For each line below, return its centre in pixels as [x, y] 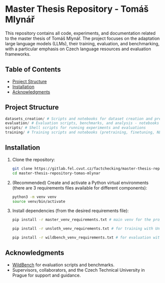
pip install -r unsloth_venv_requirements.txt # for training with [82, 229]
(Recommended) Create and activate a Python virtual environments [80, 183]
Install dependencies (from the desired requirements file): [70, 211]
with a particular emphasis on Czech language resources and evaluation [78, 49]
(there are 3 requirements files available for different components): [80, 188]
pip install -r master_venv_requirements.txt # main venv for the [82, 220]
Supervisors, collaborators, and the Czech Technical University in [78, 270]
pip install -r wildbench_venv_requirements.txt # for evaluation [82, 238]
